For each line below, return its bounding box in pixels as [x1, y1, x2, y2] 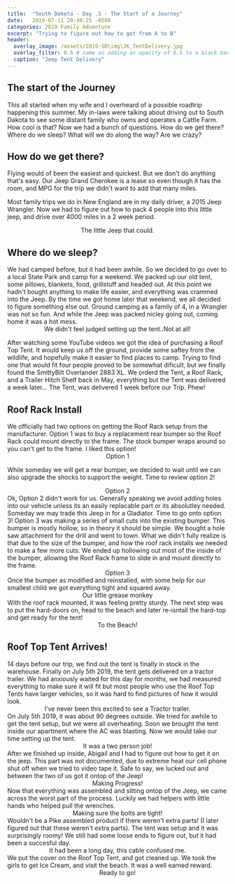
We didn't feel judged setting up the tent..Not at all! [44, 325, 191, 333]
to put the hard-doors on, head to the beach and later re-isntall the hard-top [7, 606, 226, 614]
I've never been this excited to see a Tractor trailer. [44, 704, 191, 713]
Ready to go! [99, 868, 136, 877]
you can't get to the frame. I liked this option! [7, 445, 136, 453]
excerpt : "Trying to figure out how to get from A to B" [7, 29, 177, 37]
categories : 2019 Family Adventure [7, 23, 111, 30]
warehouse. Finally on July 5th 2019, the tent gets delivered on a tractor [7, 667, 215, 676]
